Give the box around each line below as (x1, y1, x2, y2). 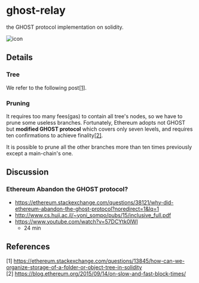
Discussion (6, 167, 49, 177)
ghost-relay (6, 4, 66, 17)
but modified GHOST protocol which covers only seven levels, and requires (6, 125, 193, 133)
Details (6, 52, 33, 63)
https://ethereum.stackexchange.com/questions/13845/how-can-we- (13, 257, 185, 264)
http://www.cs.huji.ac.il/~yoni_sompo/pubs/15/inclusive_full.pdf (14, 211, 172, 219)
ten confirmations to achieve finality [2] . (6, 131, 103, 139)
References (6, 242, 50, 252)
